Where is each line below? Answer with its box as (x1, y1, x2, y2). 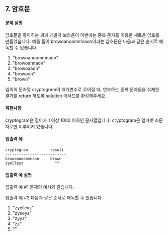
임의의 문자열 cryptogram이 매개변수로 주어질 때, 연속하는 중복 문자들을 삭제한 (5, 86, 159, 92)
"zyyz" (12, 215, 27, 221)
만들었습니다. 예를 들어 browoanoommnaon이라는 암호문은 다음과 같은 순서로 (5, 38, 158, 44)
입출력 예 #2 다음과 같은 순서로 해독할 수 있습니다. (5, 195, 103, 201)
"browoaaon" (12, 65, 40, 71)
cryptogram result (5, 147, 64, 152)
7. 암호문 (5, 5, 30, 14)
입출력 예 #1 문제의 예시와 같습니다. (5, 184, 74, 190)
